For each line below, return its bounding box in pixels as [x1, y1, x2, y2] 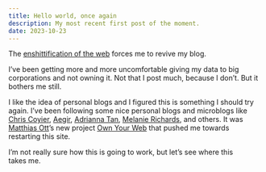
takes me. [8, 156, 41, 166]
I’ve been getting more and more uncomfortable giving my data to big [8, 65, 239, 74]
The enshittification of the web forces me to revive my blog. [8, 49, 207, 59]
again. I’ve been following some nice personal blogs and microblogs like [8, 106, 247, 115]
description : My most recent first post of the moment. [8, 19, 200, 27]
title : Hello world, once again [8, 11, 117, 20]
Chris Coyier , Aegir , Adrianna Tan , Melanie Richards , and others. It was [8, 115, 243, 124]
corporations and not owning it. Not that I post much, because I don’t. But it [8, 73, 259, 83]
